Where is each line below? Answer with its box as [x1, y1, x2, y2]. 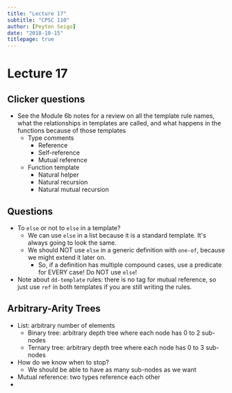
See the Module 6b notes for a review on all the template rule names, [17, 112, 215, 120]
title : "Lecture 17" [7, 10, 67, 17]
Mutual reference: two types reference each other [17, 372, 161, 381]
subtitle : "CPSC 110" [7, 17, 70, 24]
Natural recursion [38, 178, 88, 186]
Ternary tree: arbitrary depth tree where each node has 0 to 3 [27, 343, 205, 351]
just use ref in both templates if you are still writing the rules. [17, 282, 192, 291]
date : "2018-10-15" [7, 29, 64, 37]
